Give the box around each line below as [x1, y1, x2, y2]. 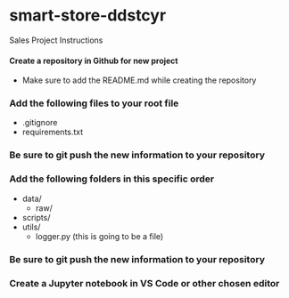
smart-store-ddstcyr [9, 5, 167, 26]
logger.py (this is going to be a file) [35, 230, 164, 241]
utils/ [21, 221, 41, 232]
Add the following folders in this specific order [9, 173, 215, 185]
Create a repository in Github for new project [9, 55, 178, 66]
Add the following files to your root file [9, 97, 179, 109]
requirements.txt [21, 126, 84, 138]
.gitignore [21, 117, 58, 128]
